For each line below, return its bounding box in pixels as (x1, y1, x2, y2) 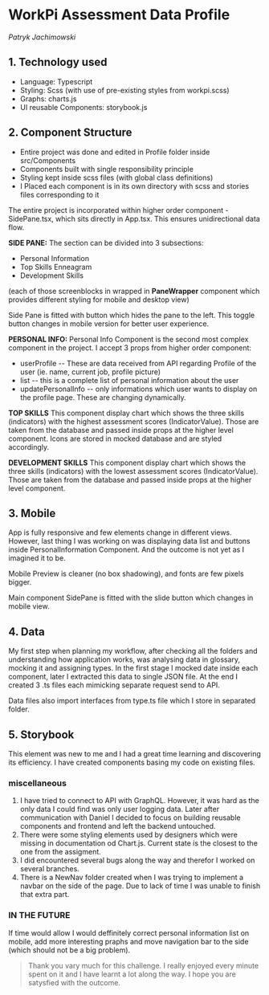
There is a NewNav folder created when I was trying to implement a (19, 873, 243, 883)
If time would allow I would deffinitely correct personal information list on (8, 928, 250, 937)
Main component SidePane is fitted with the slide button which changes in (8, 593, 254, 603)
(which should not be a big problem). (8, 945, 131, 955)
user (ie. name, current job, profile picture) (19, 367, 161, 377)
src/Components (19, 155, 76, 165)
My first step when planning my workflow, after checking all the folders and (8, 646, 258, 656)
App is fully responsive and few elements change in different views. (8, 528, 233, 537)
